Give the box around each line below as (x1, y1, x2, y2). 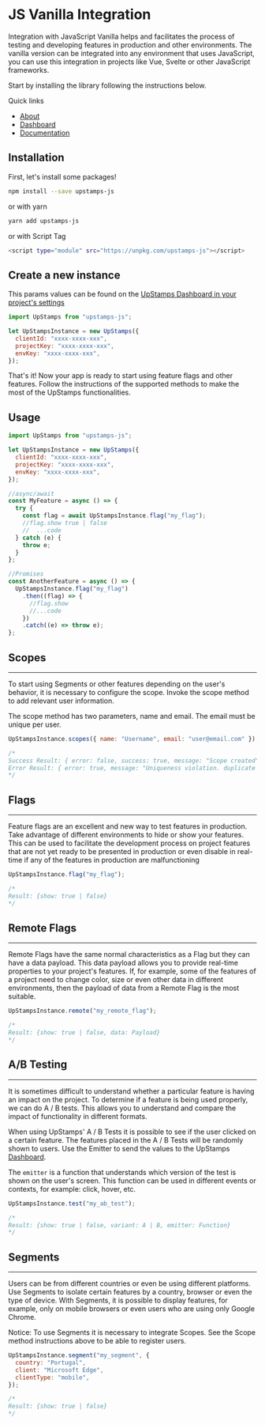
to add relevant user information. (8, 696, 114, 705)
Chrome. (8, 1313, 37, 1322)
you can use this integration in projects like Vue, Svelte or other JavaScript (8, 57, 251, 66)
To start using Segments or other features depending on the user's (8, 678, 226, 689)
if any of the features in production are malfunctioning (24, 856, 200, 865)
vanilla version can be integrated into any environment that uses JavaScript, (8, 48, 255, 58)
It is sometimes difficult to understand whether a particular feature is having (8, 1086, 255, 1096)
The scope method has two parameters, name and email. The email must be (8, 711, 256, 720)
